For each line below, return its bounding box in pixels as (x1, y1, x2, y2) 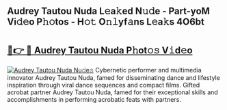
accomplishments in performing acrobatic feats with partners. (7, 96, 181, 103)
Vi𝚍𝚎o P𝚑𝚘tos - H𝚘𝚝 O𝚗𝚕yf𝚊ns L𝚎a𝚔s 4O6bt (7, 16, 205, 28)
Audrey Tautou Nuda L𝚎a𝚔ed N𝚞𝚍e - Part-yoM (7, 5, 211, 17)
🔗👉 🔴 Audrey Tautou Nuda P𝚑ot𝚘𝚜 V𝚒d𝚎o (7, 44, 193, 56)
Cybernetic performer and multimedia (95, 66, 202, 74)
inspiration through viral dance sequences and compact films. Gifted (7, 81, 200, 89)
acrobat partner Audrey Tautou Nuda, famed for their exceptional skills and (7, 88, 219, 96)
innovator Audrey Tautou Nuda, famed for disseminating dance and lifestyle (7, 74, 220, 81)
